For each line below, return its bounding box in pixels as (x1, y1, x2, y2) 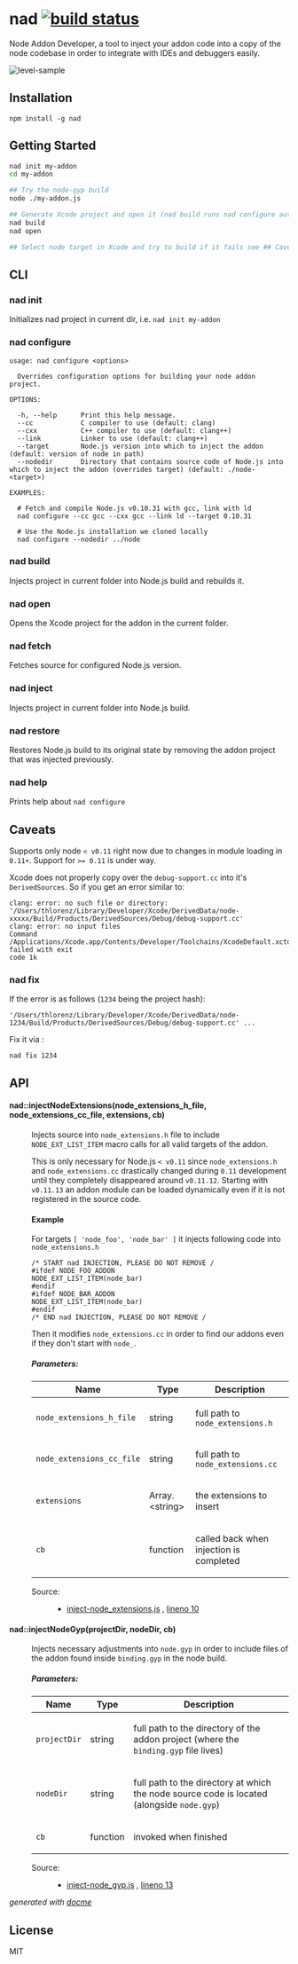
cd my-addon (9, 169, 53, 179)
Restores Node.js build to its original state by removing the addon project (9, 745, 276, 756)
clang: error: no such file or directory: (9, 899, 169, 908)
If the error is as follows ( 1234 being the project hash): (9, 994, 206, 1004)
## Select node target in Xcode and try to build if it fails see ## (9, 242, 272, 252)
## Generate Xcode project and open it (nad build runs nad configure (9, 210, 276, 219)
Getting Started (9, 138, 97, 153)
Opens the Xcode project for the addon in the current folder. (9, 617, 229, 629)
